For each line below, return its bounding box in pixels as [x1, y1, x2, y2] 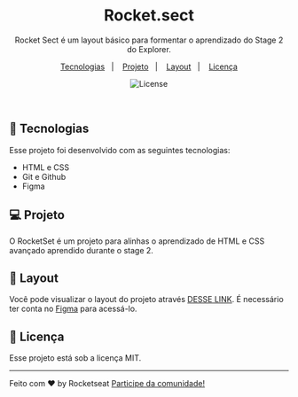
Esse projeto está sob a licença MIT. [9, 353, 142, 363]
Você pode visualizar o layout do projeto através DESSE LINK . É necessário [9, 294, 284, 305]
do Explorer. [127, 43, 171, 54]
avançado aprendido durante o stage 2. [9, 245, 153, 255]
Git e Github [21, 171, 67, 182]
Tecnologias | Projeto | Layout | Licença [60, 61, 238, 72]
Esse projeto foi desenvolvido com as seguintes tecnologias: [9, 144, 231, 155]
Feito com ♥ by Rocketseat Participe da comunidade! [9, 378, 206, 389]
